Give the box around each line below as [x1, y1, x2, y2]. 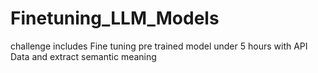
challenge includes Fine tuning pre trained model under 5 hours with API [10, 40, 308, 52]
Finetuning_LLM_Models [10, 7, 220, 30]
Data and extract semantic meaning [10, 50, 157, 62]
